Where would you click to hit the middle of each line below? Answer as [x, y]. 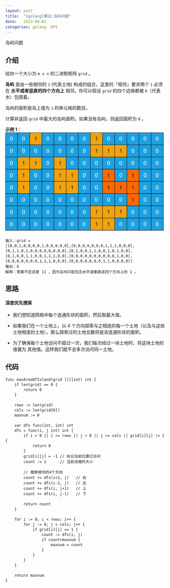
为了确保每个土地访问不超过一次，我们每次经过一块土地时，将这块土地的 [88, 343]
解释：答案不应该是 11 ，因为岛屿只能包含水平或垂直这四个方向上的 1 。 [72, 272]
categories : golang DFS [31, 27]
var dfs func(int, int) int [44, 425]
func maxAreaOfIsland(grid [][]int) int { [51, 380]
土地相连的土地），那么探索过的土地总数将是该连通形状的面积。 [78, 332]
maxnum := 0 [27, 415]
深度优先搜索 [19, 303]
